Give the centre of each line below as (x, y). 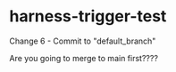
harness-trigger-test (88, 16)
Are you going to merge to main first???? (84, 58)
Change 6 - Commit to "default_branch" (83, 41)
